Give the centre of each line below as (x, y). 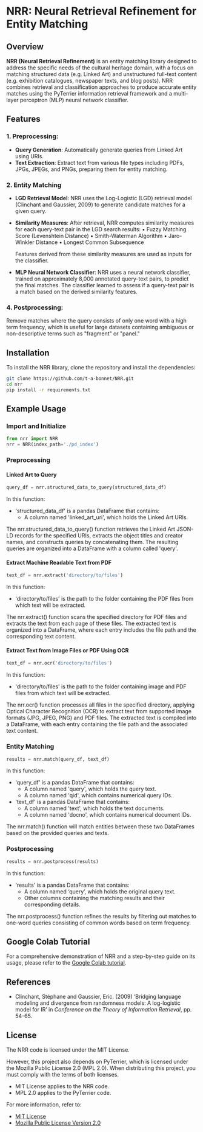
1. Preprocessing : (32, 136)
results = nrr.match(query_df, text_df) (58, 759)
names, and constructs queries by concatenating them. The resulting (92, 542)
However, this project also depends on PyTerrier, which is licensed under (97, 1062)
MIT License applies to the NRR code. (62, 1086)
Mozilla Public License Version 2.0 (58, 1123)
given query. (31, 211)
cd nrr (15, 384)
